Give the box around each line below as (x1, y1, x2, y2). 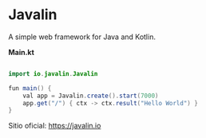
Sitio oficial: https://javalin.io (8, 121, 101, 131)
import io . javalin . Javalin (8, 69, 98, 77)
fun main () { (8, 84, 52, 93)
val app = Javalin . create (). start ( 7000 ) (22, 92, 159, 100)
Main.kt (8, 47, 34, 57)
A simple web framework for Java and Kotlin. (8, 32, 156, 41)
